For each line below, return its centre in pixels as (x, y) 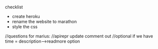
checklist (14, 7)
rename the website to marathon (44, 22)
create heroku (26, 16)
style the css (25, 27)
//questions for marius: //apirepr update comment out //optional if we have (79, 36)
